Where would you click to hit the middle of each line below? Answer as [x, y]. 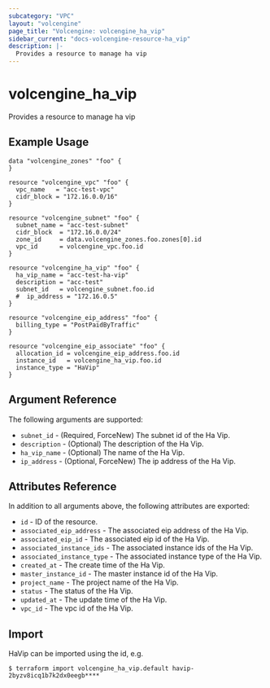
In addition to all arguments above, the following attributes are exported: [129, 506]
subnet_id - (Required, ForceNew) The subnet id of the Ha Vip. [125, 435]
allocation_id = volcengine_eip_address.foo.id [98, 353]
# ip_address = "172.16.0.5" [67, 296]
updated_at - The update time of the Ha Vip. [94, 600]
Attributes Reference [63, 486]
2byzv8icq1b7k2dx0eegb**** [54, 676]
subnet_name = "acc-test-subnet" [72, 225]
